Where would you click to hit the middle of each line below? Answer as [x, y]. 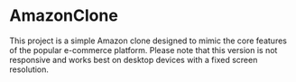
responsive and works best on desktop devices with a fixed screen [134, 59]
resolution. [29, 69]
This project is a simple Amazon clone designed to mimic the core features [148, 41]
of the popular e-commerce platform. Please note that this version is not [143, 50]
